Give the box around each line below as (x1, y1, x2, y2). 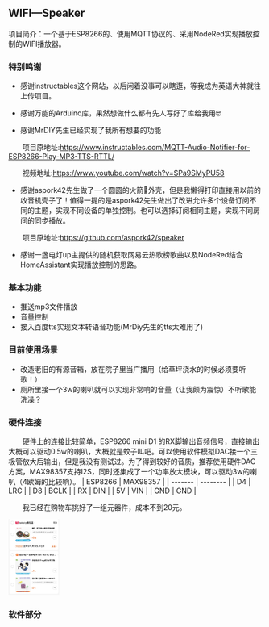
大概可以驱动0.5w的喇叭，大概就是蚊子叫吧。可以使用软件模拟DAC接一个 (8, 447, 251, 456)
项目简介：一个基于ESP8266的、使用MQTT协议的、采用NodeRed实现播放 (8, 28, 254, 39)
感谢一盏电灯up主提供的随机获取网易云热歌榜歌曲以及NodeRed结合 (19, 250, 243, 260)
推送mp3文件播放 (19, 302, 78, 311)
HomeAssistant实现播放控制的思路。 (19, 260, 142, 270)
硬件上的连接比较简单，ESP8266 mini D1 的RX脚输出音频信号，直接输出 (22, 437, 260, 446)
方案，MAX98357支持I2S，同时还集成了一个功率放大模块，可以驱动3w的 (8, 467, 250, 476)
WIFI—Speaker (8, 6, 85, 20)
